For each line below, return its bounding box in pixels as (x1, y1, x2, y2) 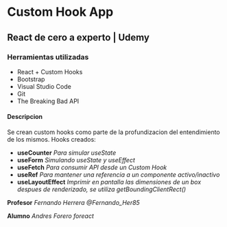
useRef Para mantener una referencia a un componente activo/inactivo (16, 171, 220, 179)
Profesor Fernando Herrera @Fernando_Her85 (7, 199, 141, 207)
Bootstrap (16, 75, 45, 83)
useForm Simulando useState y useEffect (16, 156, 136, 164)
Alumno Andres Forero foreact (7, 212, 95, 220)
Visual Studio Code (16, 82, 72, 90)
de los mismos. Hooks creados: (7, 136, 96, 144)
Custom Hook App (7, 4, 114, 20)
